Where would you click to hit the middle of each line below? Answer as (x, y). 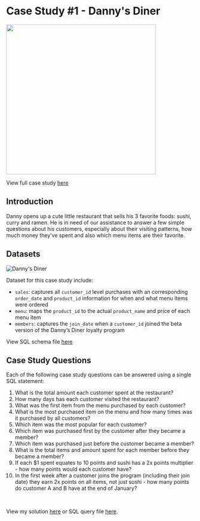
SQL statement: (25, 381)
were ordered (32, 305)
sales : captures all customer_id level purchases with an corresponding (101, 291)
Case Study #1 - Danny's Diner (83, 11)
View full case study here (37, 183)
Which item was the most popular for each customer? (81, 424)
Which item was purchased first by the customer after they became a (100, 431)
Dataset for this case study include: (50, 280)
